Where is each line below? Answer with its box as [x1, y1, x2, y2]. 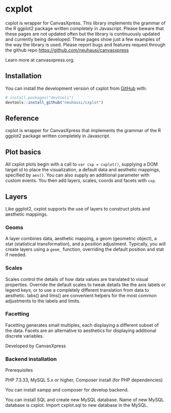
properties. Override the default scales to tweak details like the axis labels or [5, 281, 166, 288]
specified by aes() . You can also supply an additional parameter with [5, 172, 150, 178]
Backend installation [5, 355, 57, 363]
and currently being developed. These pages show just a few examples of [5, 36, 160, 42]
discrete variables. [5, 332, 44, 339]
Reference [5, 114, 39, 122]
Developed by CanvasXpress [5, 343, 66, 349]
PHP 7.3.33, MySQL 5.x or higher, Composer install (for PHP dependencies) [5, 377, 163, 383]
